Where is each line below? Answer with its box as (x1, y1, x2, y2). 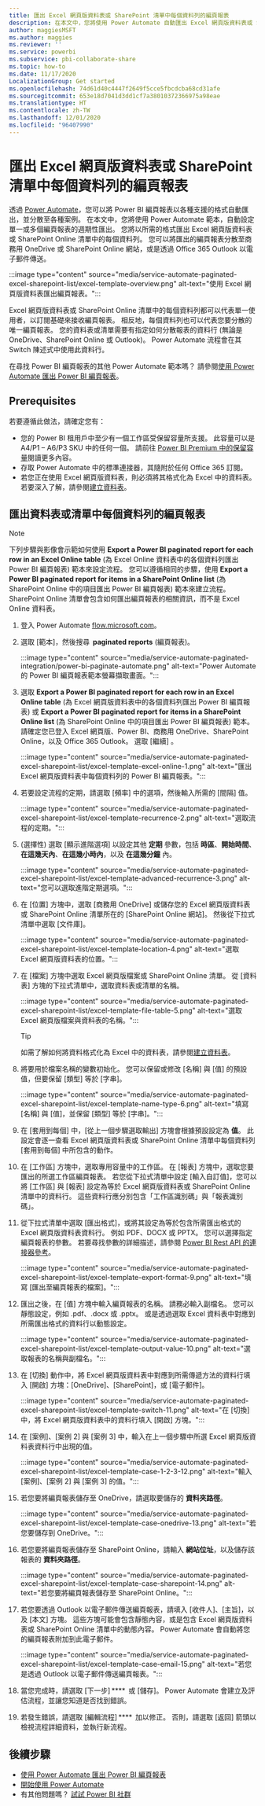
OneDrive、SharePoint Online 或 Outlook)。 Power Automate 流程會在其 (9, 335, 242, 344)
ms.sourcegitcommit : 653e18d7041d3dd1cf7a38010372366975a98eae (9, 92, 221, 100)
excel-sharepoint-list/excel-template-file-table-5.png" (20, 1006, 196, 1015)
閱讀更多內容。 (27, 453, 76, 462)
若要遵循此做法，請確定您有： (9, 416, 105, 425)
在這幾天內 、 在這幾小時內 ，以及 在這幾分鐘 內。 (20, 850, 176, 859)
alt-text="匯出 (206, 762, 252, 771)
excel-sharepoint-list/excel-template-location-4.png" (20, 944, 193, 954)
